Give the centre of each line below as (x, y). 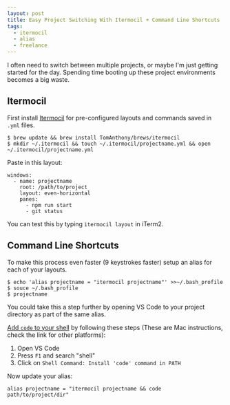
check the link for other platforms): (56, 335)
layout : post (26, 13)
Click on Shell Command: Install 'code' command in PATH (99, 362)
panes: (29, 199)
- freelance (31, 45)
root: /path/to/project (54, 187)
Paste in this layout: (35, 162)
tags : (15, 26)
